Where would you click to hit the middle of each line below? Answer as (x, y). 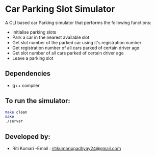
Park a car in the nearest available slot (51, 37)
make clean (16, 112)
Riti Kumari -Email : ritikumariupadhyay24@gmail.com (66, 148)
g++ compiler (26, 85)
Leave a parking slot (33, 58)
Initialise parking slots (34, 32)
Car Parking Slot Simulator (60, 9)
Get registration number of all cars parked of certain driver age (76, 48)
